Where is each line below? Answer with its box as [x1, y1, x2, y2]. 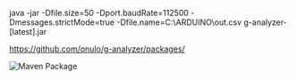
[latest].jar [9, 27, 47, 36]
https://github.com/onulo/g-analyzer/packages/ [9, 44, 185, 54]
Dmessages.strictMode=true [9, 17, 115, 28]
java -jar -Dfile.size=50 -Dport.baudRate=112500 [9, 8, 190, 18]
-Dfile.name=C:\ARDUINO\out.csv [115, 17, 242, 28]
